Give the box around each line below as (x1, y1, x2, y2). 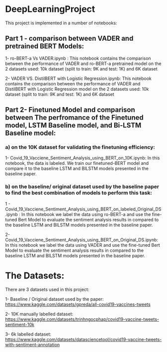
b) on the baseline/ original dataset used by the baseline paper (5, 183, 160, 190)
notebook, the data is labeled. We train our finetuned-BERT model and (5, 160, 149, 166)
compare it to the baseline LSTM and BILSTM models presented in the (5, 165, 149, 172)
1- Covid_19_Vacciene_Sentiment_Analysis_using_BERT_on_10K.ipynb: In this (5, 155, 160, 161)
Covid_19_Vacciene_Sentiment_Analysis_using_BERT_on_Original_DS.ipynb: (5, 237, 158, 243)
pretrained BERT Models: (5, 42, 84, 51)
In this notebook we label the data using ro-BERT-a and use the (21, 211, 151, 217)
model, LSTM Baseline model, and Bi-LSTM (5, 121, 142, 130)
